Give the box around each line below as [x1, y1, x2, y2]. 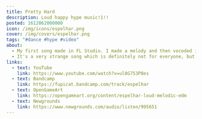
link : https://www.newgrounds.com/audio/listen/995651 [17, 103, 158, 110]
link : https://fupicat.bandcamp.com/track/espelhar [17, 82, 149, 88]
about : [6, 43, 23, 49]
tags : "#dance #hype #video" [6, 37, 79, 43]
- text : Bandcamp [11, 76, 55, 82]
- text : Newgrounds [11, 98, 61, 104]
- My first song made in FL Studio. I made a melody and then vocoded [11, 48, 192, 54]
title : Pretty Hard [6, 8, 55, 15]
